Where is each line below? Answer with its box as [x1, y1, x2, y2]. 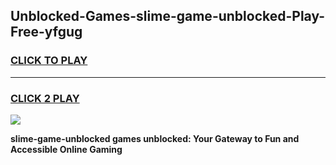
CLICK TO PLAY [10, 54, 88, 68]
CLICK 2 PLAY [10, 91, 80, 105]
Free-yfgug [10, 24, 83, 41]
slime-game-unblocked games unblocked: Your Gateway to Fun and [10, 132, 300, 144]
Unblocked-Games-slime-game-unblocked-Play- [10, 8, 326, 25]
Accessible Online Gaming [10, 143, 123, 155]
